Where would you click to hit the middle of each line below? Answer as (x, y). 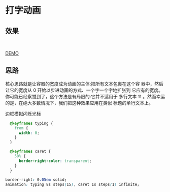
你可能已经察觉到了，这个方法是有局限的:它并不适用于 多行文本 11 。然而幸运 (85, 96)
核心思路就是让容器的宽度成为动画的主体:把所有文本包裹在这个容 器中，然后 (84, 84)
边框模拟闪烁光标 (23, 114)
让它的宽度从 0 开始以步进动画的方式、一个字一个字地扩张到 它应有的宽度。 (84, 90)
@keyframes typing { (31, 123)
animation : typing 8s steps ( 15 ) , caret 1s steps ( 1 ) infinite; (72, 185)
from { (21, 128)
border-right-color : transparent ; (55, 161)
